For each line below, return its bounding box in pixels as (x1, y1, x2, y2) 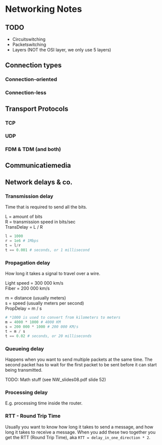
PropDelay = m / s (5, 305, 42, 311)
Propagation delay (5, 259, 51, 266)
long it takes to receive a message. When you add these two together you (5, 429, 156, 435)
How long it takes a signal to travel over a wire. (5, 271, 101, 277)
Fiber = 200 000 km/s (5, 286, 50, 292)
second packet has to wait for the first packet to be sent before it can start (5, 361, 157, 367)
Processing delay (5, 389, 48, 396)
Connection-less (5, 89, 47, 96)
